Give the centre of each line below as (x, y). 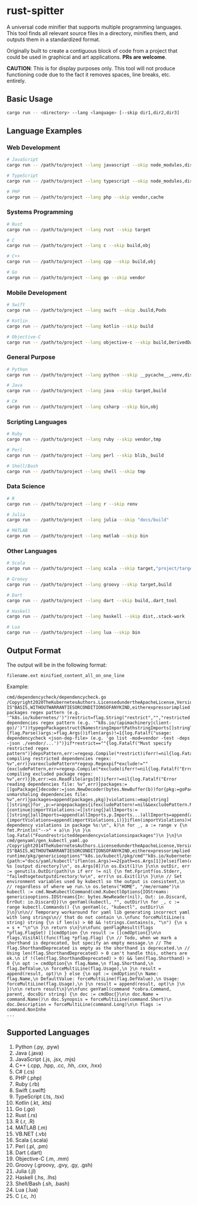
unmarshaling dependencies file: (47, 794)
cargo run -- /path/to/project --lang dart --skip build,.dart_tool (92, 600)
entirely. (16, 81)
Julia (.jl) (25, 1171)
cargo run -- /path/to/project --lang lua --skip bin (74, 633)
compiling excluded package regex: (50, 774)
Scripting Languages (37, 421)
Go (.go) (25, 1109)
